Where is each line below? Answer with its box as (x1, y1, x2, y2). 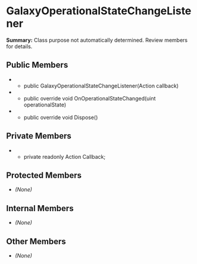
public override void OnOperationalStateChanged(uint (23, 95, 156, 102)
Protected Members (6, 170, 82, 180)
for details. (6, 43, 33, 50)
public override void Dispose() (23, 114, 98, 121)
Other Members (6, 236, 67, 246)
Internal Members (6, 203, 74, 213)
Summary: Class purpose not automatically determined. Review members (6, 36, 188, 43)
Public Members (6, 60, 68, 70)
